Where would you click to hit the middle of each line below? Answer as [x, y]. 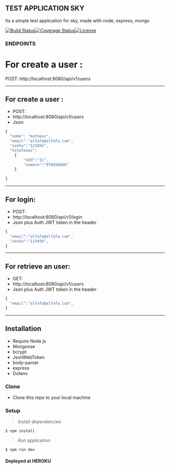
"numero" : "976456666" [46, 164]
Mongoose [24, 346]
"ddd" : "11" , [36, 160]
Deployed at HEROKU [28, 461]
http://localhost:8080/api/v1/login [47, 217]
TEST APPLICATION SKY [45, 8]
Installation [23, 329]
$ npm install [20, 431]
